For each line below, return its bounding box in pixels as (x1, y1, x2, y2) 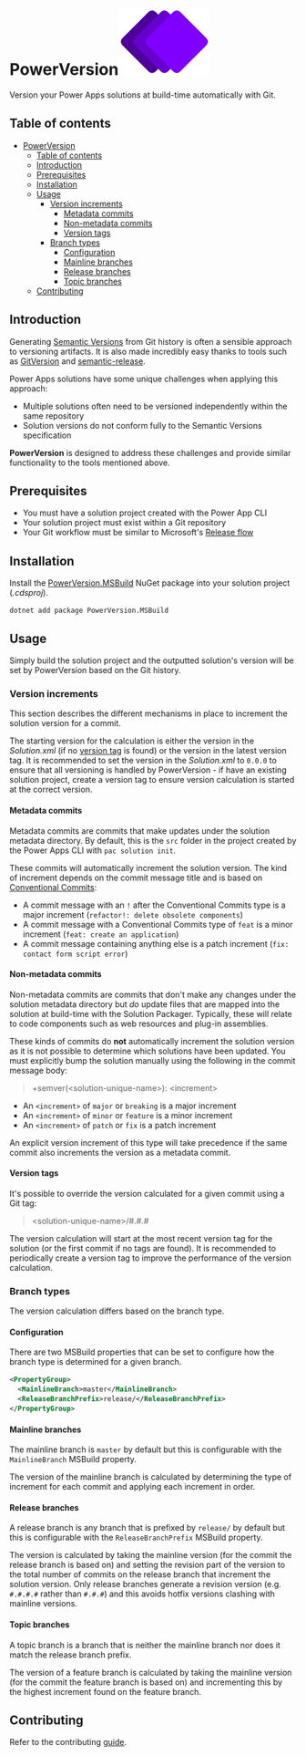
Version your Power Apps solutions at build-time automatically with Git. (9, 89, 276, 100)
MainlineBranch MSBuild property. (9, 1454, 137, 1465)
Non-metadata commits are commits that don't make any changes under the (9, 989, 297, 1000)
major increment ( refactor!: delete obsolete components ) (22, 909, 244, 920)
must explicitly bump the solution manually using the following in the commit (9, 1055, 296, 1065)
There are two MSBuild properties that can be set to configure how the (9, 1346, 275, 1357)
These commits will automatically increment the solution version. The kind (9, 862, 288, 873)
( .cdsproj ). (9, 587, 48, 598)
